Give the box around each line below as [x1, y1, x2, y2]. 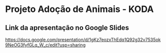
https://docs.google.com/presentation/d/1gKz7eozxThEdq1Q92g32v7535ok [5, 36, 161, 42]
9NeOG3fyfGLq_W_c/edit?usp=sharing [5, 42, 86, 48]
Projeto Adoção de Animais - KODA [5, 3, 154, 15]
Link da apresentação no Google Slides [5, 23, 129, 32]
